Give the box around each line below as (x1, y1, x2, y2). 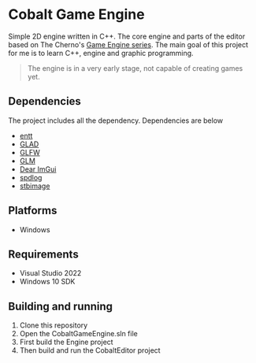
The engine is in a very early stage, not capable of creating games (27, 63, 243, 72)
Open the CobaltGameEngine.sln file (19, 329, 138, 339)
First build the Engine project (19, 337, 113, 347)
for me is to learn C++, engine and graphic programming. (8, 48, 195, 57)
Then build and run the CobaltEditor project (19, 346, 161, 355)
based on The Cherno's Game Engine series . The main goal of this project (8, 39, 249, 49)
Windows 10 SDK (19, 277, 76, 287)
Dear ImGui (19, 164, 57, 174)
